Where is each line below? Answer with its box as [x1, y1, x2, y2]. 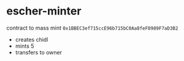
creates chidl [15, 36, 48, 43]
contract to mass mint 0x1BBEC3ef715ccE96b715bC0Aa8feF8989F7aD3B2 [6, 24, 178, 31]
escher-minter [6, 4, 82, 18]
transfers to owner [15, 48, 63, 56]
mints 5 [15, 42, 34, 50]
